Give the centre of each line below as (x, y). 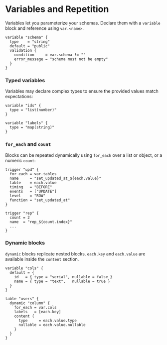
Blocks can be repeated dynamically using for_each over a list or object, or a (84, 155)
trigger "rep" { (22, 213)
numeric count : (20, 160)
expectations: (19, 97)
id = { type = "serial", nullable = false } (63, 277)
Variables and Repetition (57, 9)
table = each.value (33, 183)
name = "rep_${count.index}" (41, 222)
